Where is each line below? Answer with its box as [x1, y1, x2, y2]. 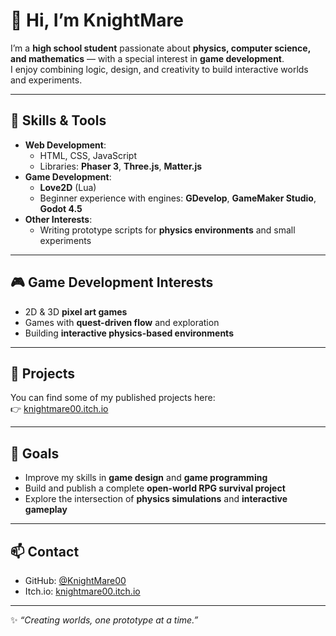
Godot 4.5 [39, 202, 83, 214]
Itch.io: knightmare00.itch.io [24, 585, 141, 597]
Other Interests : [24, 213, 93, 225]
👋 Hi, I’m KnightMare [10, 9, 184, 32]
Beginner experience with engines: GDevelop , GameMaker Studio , [39, 192, 317, 204]
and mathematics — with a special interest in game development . [10, 52, 285, 64]
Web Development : [24, 139, 107, 151]
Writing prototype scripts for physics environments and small [39, 224, 296, 236]
